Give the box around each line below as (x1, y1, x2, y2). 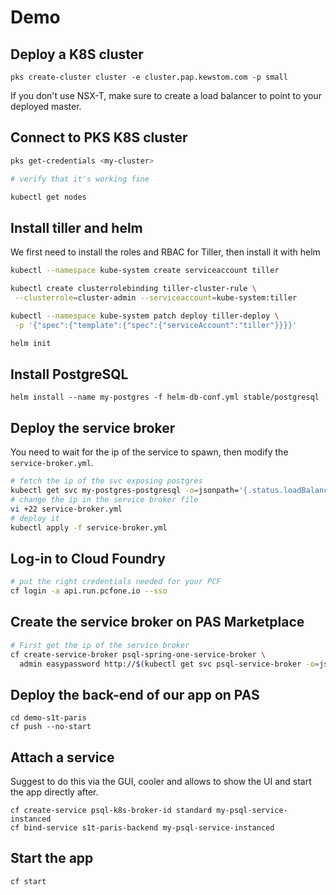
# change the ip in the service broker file (10, 494, 199, 505)
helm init (10, 338, 52, 348)
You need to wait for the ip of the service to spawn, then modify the (10, 446, 289, 458)
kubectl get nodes (10, 192, 87, 202)
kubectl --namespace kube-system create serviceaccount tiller (10, 266, 280, 276)
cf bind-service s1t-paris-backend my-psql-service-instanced (10, 823, 275, 833)
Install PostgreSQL (10, 366, 129, 383)
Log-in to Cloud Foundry (10, 550, 166, 567)
